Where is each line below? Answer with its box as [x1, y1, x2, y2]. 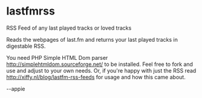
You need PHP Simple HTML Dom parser [6, 54, 108, 61]
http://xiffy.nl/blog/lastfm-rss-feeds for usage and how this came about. [6, 73, 186, 80]
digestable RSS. [6, 42, 46, 50]
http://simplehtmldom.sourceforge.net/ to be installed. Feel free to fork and [6, 60, 194, 68]
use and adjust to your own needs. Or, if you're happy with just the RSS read [6, 67, 197, 74]
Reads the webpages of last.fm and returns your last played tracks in [6, 36, 178, 43]
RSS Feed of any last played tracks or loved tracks [6, 24, 132, 31]
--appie [6, 85, 25, 92]
